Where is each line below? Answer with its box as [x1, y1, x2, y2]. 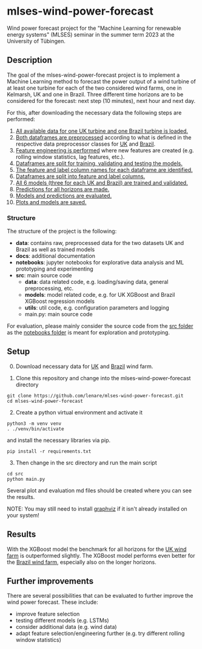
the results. [7, 493, 35, 500]
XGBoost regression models [24, 297, 95, 305]
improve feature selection [15, 611, 80, 618]
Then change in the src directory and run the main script [15, 459, 157, 466]
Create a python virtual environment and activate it [15, 408, 143, 416]
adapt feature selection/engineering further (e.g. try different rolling [15, 629, 185, 637]
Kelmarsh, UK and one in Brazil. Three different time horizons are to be [7, 90, 184, 98]
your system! [7, 511, 40, 519]
